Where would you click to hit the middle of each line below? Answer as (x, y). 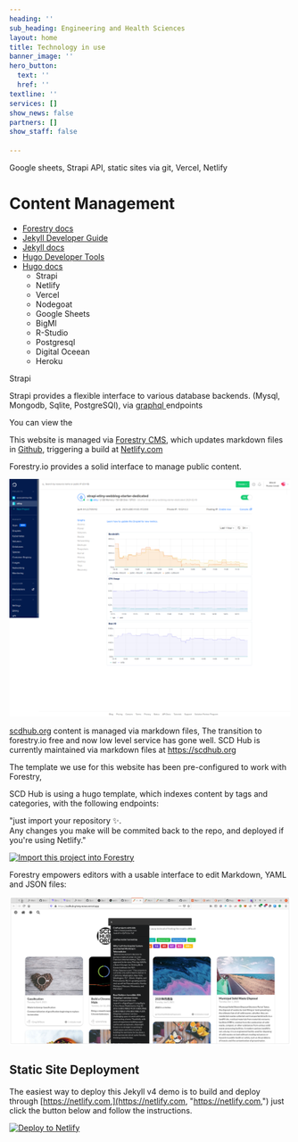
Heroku (49, 360)
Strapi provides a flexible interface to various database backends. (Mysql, (145, 395)
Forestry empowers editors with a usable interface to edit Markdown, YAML (148, 874)
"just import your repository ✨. (66, 820)
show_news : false (41, 113)
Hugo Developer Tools (63, 257)
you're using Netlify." (48, 840)
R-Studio (52, 332)
